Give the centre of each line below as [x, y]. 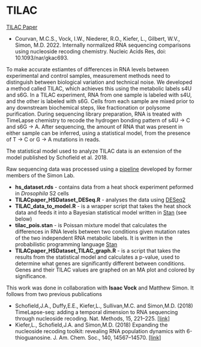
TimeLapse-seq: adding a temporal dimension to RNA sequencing [96, 312]
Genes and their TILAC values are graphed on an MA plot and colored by [105, 270]
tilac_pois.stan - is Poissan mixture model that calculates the [91, 225]
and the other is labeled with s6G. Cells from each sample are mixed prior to [100, 101]
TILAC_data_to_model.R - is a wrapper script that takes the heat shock [103, 206]
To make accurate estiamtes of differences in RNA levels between [88, 69]
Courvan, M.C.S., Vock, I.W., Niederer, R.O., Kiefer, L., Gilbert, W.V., [97, 38]
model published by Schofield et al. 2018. [57, 157]
